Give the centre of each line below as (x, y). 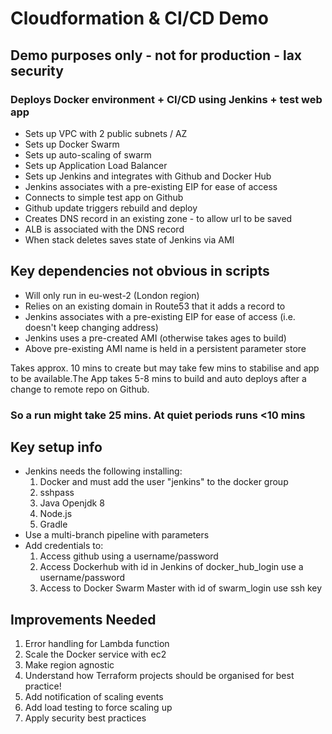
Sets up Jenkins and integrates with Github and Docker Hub (148, 176)
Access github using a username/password (129, 556)
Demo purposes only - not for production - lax (156, 55)
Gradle (53, 524)
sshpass (57, 493)
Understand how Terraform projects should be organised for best (159, 676)
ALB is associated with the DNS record (104, 229)
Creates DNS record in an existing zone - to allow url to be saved (158, 218)
